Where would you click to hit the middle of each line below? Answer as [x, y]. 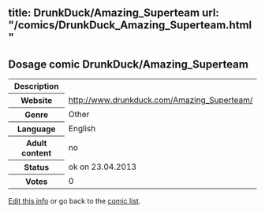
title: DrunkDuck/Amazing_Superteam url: [114, 13]
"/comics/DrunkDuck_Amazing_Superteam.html [130, 26]
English [82, 129]
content [37, 153]
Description [36, 86]
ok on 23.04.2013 [102, 167]
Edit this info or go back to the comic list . [75, 201]
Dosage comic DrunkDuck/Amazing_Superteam [128, 64]
